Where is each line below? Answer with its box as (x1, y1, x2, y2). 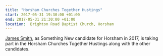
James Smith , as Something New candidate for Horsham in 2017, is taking (5, 35, 158, 41)
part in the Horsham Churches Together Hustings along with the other (5, 41, 150, 47)
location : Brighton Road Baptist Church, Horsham (5, 21, 114, 27)
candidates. (5, 46, 30, 52)
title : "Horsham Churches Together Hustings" (5, 7, 102, 13)
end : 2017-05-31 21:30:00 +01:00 (5, 17, 76, 22)
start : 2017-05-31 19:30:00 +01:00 (5, 12, 80, 17)
